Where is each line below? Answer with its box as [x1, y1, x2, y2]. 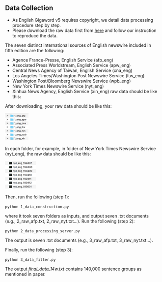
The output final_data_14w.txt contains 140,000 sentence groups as [5, 266, 142, 272]
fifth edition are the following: [5, 47, 65, 53]
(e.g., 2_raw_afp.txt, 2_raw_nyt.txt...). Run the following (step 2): [5, 219, 135, 224]
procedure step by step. [12, 22, 61, 28]
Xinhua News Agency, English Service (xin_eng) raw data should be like [12, 88, 158, 94]
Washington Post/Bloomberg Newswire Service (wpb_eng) [12, 78, 131, 84]
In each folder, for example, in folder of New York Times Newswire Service [5, 145, 156, 152]
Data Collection [5, 4, 54, 12]
